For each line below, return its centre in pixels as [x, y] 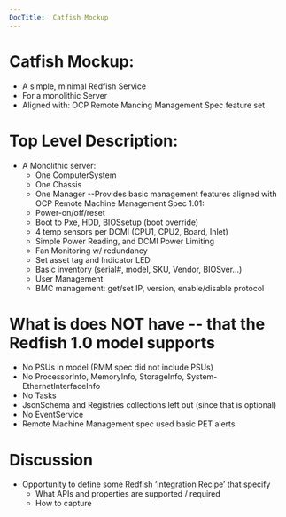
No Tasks [39, 395]
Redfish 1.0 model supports [112, 342]
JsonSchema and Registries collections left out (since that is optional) [149, 405]
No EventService [53, 415]
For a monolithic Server [65, 95]
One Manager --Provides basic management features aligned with [156, 194]
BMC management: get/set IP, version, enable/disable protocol [150, 288]
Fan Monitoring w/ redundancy [91, 251]
